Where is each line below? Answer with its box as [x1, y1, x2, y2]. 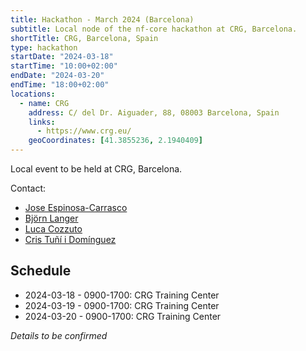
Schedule [10, 262, 72, 280]
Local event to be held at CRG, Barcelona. [10, 163, 183, 175]
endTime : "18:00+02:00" [10, 80, 110, 90]
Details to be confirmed [10, 329, 108, 341]
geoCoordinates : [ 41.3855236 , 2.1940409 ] [28, 136, 203, 146]
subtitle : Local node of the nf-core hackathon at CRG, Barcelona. [10, 24, 298, 34]
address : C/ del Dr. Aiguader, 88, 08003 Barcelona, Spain [28, 107, 280, 118]
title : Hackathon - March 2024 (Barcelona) [10, 14, 195, 25]
